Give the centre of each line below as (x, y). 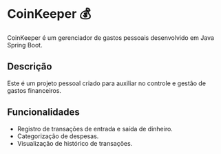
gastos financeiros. (34, 90)
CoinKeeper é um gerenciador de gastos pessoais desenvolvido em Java (111, 37)
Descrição (30, 67)
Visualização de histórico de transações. (75, 143)
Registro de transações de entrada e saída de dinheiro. (95, 129)
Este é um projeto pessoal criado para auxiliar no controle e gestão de (107, 83)
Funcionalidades (44, 112)
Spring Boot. (25, 45)
